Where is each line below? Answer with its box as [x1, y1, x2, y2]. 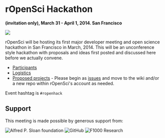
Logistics [12, 70, 31, 76]
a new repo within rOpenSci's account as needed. [12, 80, 114, 86]
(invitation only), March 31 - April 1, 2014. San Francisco [5, 20, 122, 26]
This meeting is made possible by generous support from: [5, 118, 123, 124]
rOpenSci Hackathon [5, 3, 93, 15]
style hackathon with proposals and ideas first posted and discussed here [5, 49, 156, 55]
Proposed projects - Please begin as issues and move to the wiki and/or [12, 75, 160, 81]
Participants [12, 64, 37, 70]
